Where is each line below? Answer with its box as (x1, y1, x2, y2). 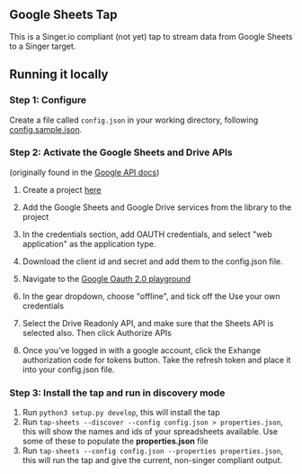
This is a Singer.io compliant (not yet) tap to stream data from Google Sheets (9, 31, 294, 41)
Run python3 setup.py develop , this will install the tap (22, 407, 220, 418)
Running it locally (9, 67, 109, 82)
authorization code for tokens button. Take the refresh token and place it (22, 354, 291, 365)
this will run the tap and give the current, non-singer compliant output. (22, 455, 283, 466)
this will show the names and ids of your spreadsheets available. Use (22, 426, 279, 437)
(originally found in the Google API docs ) (9, 167, 160, 178)
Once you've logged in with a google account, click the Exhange (22, 344, 262, 355)
